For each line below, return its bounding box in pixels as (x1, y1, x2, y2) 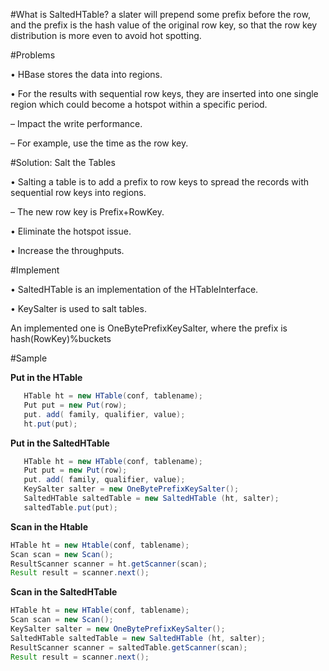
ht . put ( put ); (23, 419, 78, 429)
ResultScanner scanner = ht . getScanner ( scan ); (10, 559, 208, 569)
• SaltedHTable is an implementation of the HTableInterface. (10, 284, 259, 295)
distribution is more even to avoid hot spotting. (10, 30, 202, 41)
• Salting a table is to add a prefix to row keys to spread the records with (10, 176, 309, 188)
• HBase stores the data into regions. (10, 69, 163, 80)
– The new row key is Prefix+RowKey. (10, 206, 165, 218)
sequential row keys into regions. (10, 187, 147, 198)
